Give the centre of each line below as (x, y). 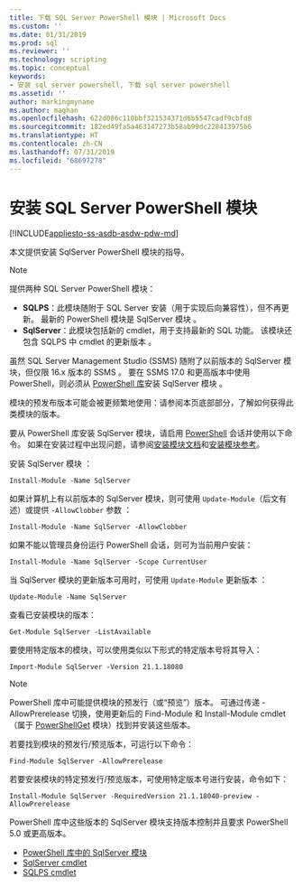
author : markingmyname (52, 102)
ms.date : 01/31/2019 (48, 34)
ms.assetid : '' (38, 93)
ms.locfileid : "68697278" (58, 160)
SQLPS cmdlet (49, 872)
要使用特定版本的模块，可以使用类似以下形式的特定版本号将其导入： (136, 650)
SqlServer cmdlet (55, 863)
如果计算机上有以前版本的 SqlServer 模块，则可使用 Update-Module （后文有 (148, 499)
